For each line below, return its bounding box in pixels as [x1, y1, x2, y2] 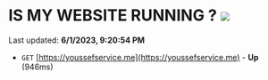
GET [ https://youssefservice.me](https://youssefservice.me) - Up [21, 52, 259, 62]
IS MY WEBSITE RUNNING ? [8, 5, 218, 26]
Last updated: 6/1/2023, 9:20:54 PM [8, 35, 145, 45]
